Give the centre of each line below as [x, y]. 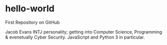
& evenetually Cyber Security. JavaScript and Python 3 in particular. [75, 37]
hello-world [30, 9]
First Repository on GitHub [32, 22]
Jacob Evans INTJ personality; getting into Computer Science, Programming [84, 32]
